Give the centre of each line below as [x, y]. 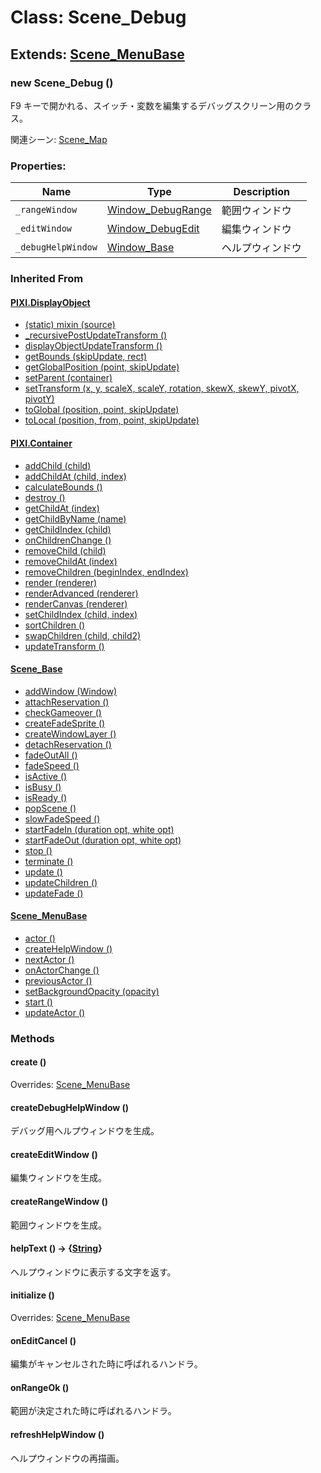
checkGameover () [63, 712]
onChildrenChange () [68, 540]
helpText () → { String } [56, 1248]
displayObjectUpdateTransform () [93, 346]
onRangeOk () [40, 1387]
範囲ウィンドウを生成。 [58, 1225]
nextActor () [49, 959]
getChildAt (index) [62, 508]
